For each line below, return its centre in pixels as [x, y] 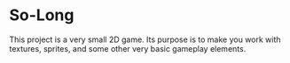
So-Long [42, 15]
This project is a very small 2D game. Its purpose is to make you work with [145, 39]
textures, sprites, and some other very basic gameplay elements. [128, 48]
